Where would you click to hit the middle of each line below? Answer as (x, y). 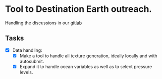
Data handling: (27, 50)
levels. (26, 72)
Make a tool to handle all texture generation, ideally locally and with (88, 56)
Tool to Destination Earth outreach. (79, 9)
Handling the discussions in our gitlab (44, 23)
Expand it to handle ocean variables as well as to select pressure (86, 66)
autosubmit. (32, 61)
